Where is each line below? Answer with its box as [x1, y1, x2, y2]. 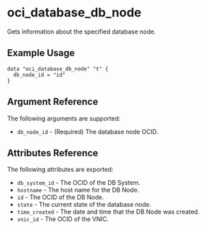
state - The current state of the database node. [16, 201, 152, 209]
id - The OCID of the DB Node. [16, 193, 104, 201]
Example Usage [7, 47, 75, 59]
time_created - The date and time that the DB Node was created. [16, 207, 200, 216]
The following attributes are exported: [7, 166, 114, 174]
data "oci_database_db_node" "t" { [7, 65, 109, 73]
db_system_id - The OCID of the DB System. [16, 179, 140, 187]
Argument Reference [7, 96, 99, 107]
